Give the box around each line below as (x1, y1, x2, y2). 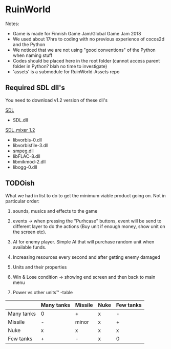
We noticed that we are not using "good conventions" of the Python (12, 47, 156, 53)
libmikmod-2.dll (12, 158, 46, 165)
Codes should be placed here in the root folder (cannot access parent (12, 57, 160, 64)
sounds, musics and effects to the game (12, 208, 98, 214)
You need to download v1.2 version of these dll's (5, 97, 108, 103)
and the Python (12, 41, 45, 47)
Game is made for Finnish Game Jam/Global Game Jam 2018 (12, 30, 141, 36)
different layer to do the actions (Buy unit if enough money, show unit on (12, 223, 165, 229)
